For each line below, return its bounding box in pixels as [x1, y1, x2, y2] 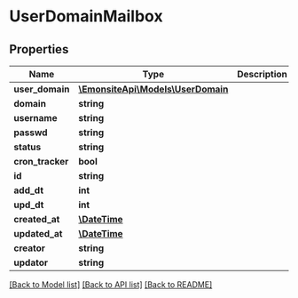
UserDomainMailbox [9, 6, 163, 27]
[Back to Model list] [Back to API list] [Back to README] [9, 279, 213, 290]
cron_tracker [13, 156, 69, 167]
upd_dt [13, 198, 44, 211]
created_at [13, 213, 60, 225]
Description [236, 68, 288, 80]
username [13, 112, 58, 124]
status [13, 141, 42, 153]
